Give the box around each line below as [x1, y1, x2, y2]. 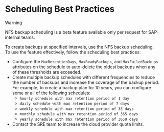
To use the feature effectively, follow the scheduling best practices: [5, 49, 141, 55]
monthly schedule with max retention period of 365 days [19, 111, 139, 116]
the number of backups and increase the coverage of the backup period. [12, 79, 160, 85]
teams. [21, 34, 35, 40]
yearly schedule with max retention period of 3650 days [19, 117, 139, 122]
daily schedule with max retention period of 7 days [19, 101, 130, 106]
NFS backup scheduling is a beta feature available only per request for [5, 29, 148, 35]
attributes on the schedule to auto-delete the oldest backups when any [12, 64, 156, 70]
